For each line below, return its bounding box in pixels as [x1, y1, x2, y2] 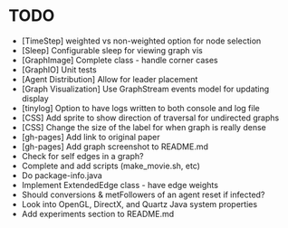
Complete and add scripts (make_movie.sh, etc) [21, 160, 201, 171]
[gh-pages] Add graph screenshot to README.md [21, 141, 209, 152]
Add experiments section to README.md [21, 208, 175, 219]
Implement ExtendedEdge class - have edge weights [21, 179, 219, 190]
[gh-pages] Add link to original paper [21, 131, 160, 142]
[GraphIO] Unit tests [21, 64, 97, 75]
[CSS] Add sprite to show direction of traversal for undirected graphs [21, 112, 280, 123]
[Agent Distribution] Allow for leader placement [21, 73, 198, 84]
